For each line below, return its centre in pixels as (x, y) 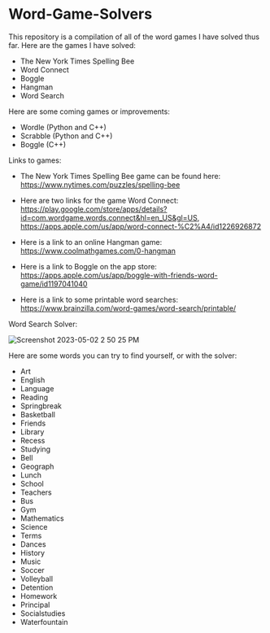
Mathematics (42, 518)
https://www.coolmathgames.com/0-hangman (98, 251)
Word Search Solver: (43, 324)
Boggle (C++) (43, 144)
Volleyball (37, 578)
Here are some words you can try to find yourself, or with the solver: (123, 356)
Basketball (37, 414)
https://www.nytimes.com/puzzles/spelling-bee (100, 185)
